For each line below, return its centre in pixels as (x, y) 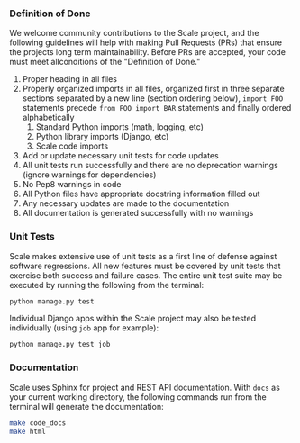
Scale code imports (72, 146)
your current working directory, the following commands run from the (138, 397)
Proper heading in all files (70, 79)
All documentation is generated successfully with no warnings (138, 213)
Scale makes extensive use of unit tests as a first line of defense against (143, 256)
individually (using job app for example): (84, 328)
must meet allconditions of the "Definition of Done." (105, 62)
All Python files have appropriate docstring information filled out (141, 194)
